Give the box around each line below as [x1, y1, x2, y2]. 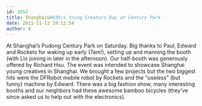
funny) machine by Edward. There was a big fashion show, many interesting [6, 81, 195, 88]
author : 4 [6, 25, 31, 32]
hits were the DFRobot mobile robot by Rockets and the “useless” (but [6, 74, 181, 81]
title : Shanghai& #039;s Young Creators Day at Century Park [6, 14, 161, 20]
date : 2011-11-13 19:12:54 [6, 20, 74, 26]
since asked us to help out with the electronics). [6, 93, 126, 101]
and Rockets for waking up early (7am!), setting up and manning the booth [6, 49, 192, 56]
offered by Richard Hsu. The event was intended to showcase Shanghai [6, 61, 184, 69]
